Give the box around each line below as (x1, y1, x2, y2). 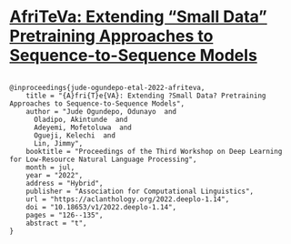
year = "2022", (25, 170, 84, 179)
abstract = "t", (25, 219, 88, 228)
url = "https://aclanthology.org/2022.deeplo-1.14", (25, 194, 230, 204)
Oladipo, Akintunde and (33, 115, 128, 124)
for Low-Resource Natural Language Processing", (9, 155, 197, 164)
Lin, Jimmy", (33, 138, 84, 147)
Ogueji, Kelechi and (33, 130, 116, 140)
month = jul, (25, 162, 75, 172)
